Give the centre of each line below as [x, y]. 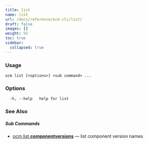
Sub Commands [22, 123]
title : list [18, 10]
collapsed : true [27, 47]
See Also [16, 112]
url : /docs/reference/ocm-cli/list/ [44, 19]
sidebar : [14, 43]
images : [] [17, 29]
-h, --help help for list [39, 99]
